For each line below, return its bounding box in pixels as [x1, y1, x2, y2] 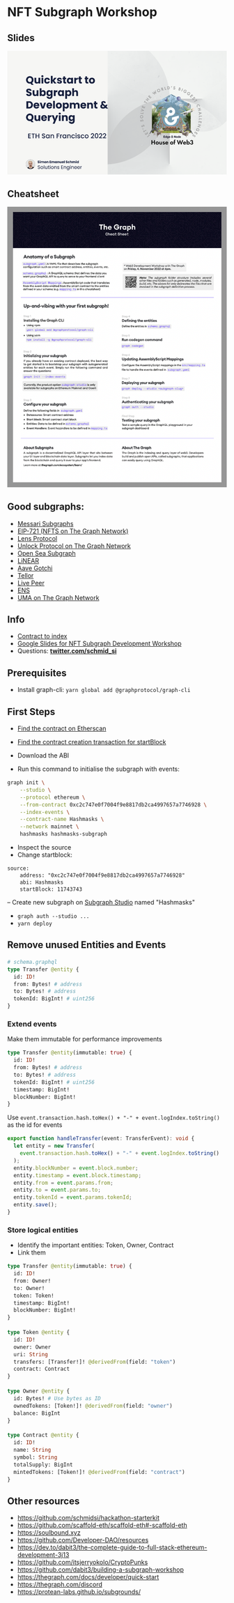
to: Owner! [13, 1284, 45, 1291]
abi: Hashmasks [19, 879, 64, 886]
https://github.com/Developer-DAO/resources [17, 1536, 149, 1544]
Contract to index [17, 632, 68, 641]
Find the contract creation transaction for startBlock [17, 738, 166, 746]
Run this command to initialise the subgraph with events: [17, 765, 180, 774]
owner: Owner [13, 1343, 52, 1351]
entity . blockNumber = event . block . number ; [13, 1165, 139, 1172]
